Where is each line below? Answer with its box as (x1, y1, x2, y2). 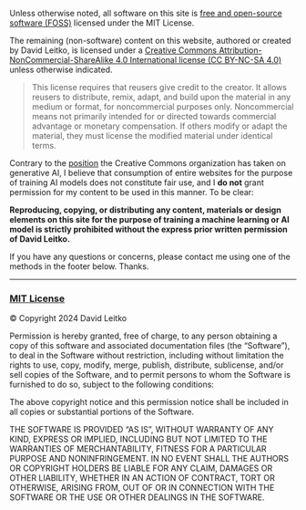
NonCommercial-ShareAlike (9, 55, 114, 65)
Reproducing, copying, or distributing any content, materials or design (9, 204, 282, 215)
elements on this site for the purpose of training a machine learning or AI (9, 214, 290, 224)
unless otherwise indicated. (9, 64, 113, 75)
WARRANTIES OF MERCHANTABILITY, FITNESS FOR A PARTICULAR (9, 443, 267, 454)
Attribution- (218, 45, 262, 56)
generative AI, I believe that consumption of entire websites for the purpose (9, 168, 293, 178)
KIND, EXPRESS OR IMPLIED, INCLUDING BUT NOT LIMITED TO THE (9, 433, 268, 445)
